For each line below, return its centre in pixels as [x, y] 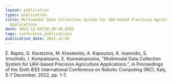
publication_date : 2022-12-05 [38, 39]
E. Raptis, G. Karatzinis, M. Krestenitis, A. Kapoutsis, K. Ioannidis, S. [76, 53]
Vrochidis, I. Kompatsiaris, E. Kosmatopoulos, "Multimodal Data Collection [83, 58]
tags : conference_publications [39, 34]
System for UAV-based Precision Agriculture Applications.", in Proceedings [84, 64]
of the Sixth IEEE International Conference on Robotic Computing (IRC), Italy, [86, 69]
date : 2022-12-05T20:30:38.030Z [40, 29]
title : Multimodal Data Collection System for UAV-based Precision [79, 19]
